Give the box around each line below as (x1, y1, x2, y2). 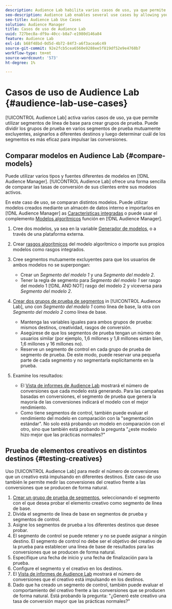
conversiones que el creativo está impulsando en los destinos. (12, 576, 144, 582)
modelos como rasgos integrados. (12, 246, 85, 252)
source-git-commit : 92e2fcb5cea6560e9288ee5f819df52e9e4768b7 (5, 46, 141, 51)
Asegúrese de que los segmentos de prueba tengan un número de (20, 330, 161, 336)
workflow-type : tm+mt (5, 50, 52, 55)
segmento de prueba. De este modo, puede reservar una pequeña (20, 352, 160, 357)
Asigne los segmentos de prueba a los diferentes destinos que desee (12, 522, 159, 528)
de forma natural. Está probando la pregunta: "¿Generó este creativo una (12, 593, 166, 599)
